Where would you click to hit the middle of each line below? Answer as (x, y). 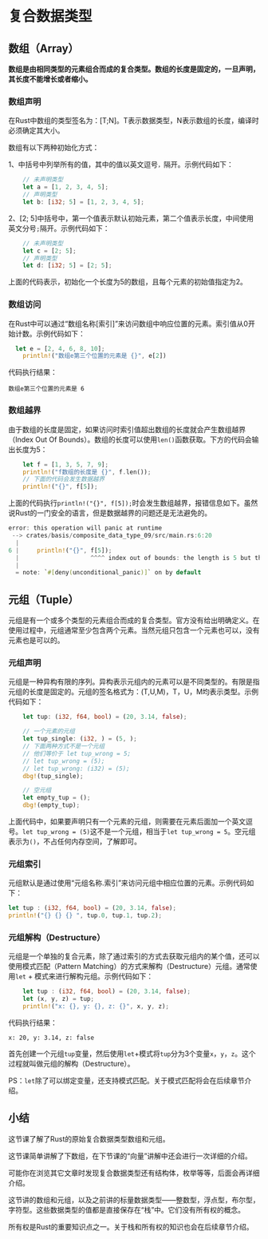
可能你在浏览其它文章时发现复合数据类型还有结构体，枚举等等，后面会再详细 (134, 1173)
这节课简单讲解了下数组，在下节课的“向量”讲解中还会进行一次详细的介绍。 (130, 1156)
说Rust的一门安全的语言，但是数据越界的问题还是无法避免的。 (110, 513)
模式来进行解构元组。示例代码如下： (94, 976)
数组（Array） (44, 48)
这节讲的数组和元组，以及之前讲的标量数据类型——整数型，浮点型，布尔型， (134, 1200)
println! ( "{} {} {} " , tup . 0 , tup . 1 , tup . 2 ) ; (85, 915)
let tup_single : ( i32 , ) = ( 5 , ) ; (80, 739)
